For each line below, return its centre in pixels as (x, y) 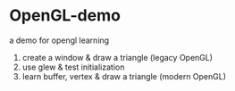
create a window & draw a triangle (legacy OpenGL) (117, 57)
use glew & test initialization (73, 67)
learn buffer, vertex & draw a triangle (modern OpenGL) (124, 76)
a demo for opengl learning (59, 40)
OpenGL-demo (65, 16)
